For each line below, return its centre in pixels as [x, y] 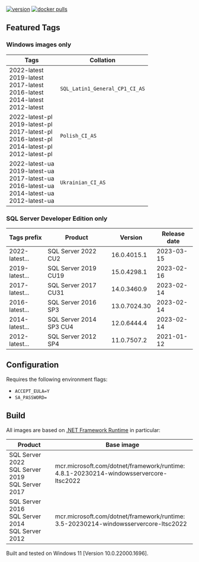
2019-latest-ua [32, 171]
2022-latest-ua [32, 163]
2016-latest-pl [31, 139]
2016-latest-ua [32, 186]
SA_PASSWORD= [31, 398]
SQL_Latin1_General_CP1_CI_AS [102, 88]
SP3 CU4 [61, 326]
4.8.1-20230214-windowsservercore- [111, 473]
